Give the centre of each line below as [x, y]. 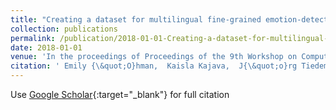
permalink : [33, 38]
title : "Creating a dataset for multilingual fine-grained [136, 19]
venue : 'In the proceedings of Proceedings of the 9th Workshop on [154, 57]
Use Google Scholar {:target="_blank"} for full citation [120, 94]
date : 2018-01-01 [46, 47]
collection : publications [64, 29]
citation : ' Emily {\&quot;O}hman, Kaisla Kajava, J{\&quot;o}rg [154, 66]
